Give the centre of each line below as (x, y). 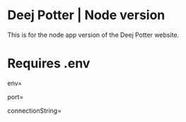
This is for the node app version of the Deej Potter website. (93, 35)
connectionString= (35, 111)
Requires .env (49, 63)
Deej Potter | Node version (86, 15)
